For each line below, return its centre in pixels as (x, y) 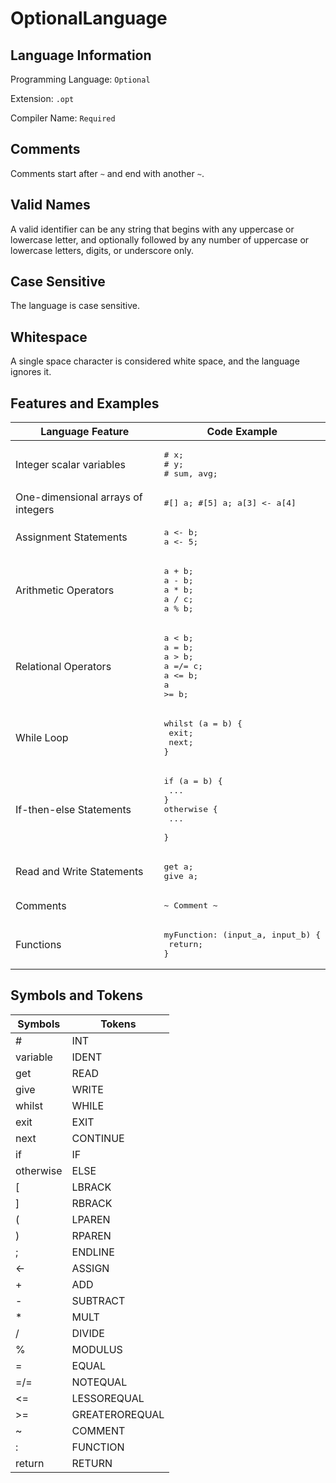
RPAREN (91, 1235)
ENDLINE (93, 1252)
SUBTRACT (98, 1300)
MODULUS (97, 1349)
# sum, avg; (190, 473)
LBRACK (91, 1187)
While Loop (42, 738)
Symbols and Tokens (76, 995)
